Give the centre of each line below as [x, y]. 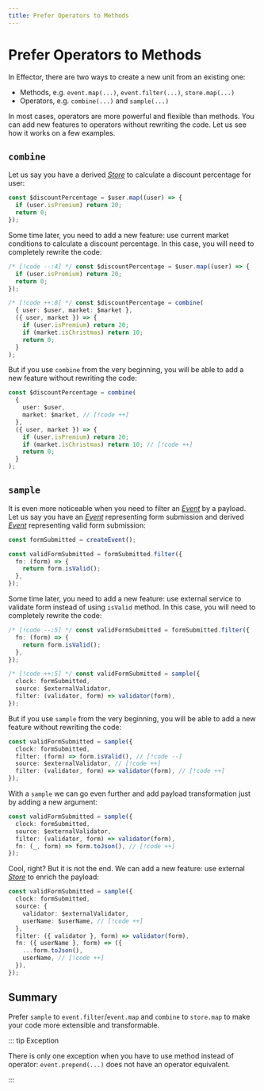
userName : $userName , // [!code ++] [83, 921]
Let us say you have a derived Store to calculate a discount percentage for [130, 175]
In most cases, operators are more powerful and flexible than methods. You [132, 116]
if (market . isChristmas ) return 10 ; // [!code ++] [108, 444]
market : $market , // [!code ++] [76, 415]
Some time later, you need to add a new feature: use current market [119, 235]
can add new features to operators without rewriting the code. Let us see [128, 125]
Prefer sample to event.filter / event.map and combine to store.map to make [129, 1016]
